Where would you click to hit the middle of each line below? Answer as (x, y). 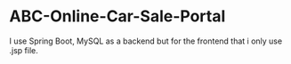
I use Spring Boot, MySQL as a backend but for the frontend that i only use (146, 41)
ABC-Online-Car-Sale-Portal (117, 16)
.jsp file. (24, 50)
